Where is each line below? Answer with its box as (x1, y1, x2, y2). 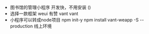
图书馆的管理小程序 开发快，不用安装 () (10, 4, 91, 10)
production (10, 23, 33, 29)
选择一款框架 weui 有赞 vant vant (10, 10, 79, 16)
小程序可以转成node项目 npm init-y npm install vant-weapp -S (10, 17, 139, 22)
